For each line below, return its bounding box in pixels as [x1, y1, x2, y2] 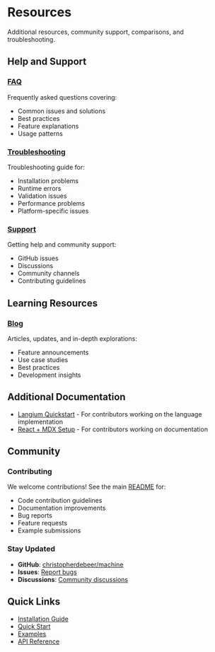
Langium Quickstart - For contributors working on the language [17, 409, 202, 418]
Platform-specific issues [17, 206, 89, 215]
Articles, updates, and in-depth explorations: [7, 334, 138, 343]
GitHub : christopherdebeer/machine [17, 560, 124, 569]
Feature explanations [17, 122, 79, 130]
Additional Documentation [7, 391, 126, 403]
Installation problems [17, 176, 79, 185]
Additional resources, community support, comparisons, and [7, 28, 184, 36]
